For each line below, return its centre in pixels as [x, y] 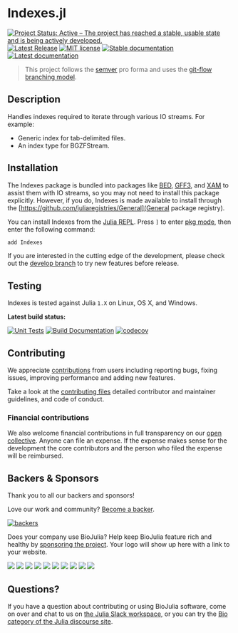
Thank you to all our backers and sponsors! [71, 495]
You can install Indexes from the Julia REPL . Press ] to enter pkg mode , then [119, 222]
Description [34, 99]
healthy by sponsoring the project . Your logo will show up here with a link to [119, 545]
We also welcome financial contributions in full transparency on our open [115, 433]
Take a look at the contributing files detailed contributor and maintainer [112, 392]
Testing [25, 285]
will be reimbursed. [36, 456]
